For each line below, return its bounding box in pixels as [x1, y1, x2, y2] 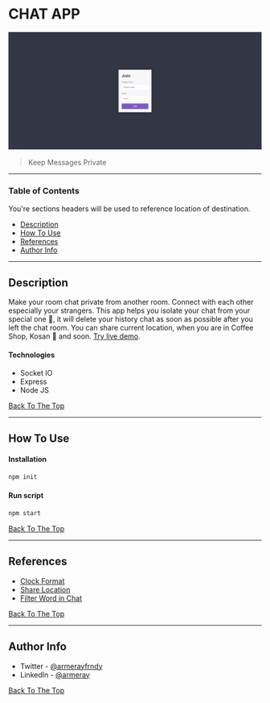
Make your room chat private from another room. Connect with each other [8, 297, 254, 307]
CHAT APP [8, 5, 80, 23]
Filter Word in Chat [19, 593, 83, 603]
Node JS [19, 385, 50, 395]
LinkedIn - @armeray [19, 670, 90, 680]
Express [19, 376, 47, 386]
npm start [8, 510, 42, 518]
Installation [8, 454, 47, 464]
